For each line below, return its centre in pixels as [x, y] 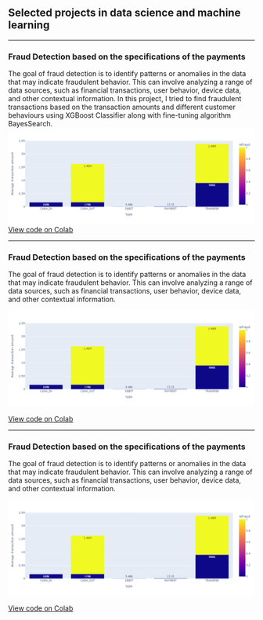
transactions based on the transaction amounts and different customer [122, 107]
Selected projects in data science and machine [124, 13]
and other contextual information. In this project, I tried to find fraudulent [125, 99]
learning [29, 26]
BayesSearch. [31, 124]
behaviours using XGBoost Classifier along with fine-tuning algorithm [120, 115]
